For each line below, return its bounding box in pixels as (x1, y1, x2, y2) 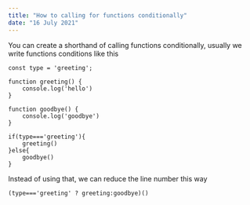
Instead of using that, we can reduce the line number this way (8, 174, 208, 183)
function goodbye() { (8, 105, 79, 113)
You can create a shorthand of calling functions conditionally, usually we (8, 40, 243, 49)
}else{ (8, 146, 30, 154)
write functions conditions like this (8, 49, 119, 58)
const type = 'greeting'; (8, 64, 92, 71)
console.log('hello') (22, 84, 92, 93)
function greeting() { (8, 78, 82, 86)
